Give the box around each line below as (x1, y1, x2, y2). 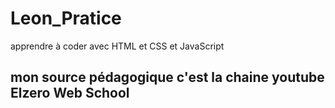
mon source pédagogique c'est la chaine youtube (10, 69, 325, 86)
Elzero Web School (10, 85, 130, 102)
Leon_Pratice (10, 7, 122, 30)
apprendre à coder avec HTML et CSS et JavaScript (10, 40, 225, 52)
